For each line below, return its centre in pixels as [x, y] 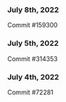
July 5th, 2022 [33, 44]
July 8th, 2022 [33, 10]
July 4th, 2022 [33, 77]
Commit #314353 [33, 58]
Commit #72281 [31, 92]
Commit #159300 [33, 25]
